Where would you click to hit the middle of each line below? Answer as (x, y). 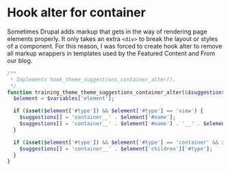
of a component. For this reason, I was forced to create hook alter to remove (115, 46)
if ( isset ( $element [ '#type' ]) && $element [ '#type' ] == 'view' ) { (108, 111)
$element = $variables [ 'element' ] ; (64, 98)
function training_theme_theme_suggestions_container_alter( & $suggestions (116, 92)
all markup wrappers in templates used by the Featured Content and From (111, 53)
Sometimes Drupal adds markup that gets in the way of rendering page (107, 31)
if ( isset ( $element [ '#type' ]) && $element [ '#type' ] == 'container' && (116, 142)
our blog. (20, 60)
